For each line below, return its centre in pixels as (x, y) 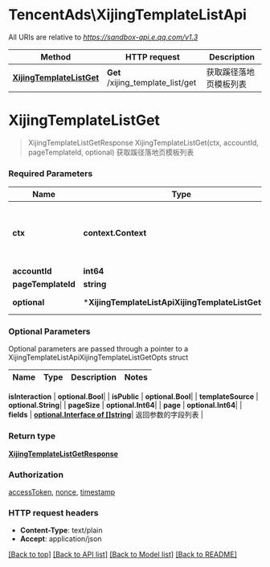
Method (55, 56)
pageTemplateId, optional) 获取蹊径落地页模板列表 (111, 152)
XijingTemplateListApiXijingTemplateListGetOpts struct (98, 357)
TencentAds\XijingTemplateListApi (128, 15)
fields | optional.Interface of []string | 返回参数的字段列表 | (106, 415)
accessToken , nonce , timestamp (62, 492)
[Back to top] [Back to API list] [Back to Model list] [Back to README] (123, 555)
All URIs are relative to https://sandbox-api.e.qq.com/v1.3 (103, 37)
